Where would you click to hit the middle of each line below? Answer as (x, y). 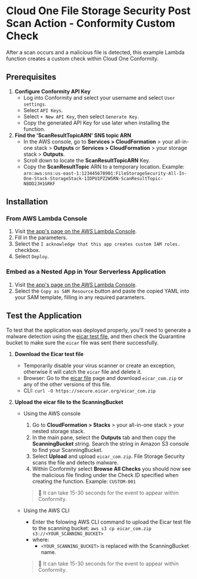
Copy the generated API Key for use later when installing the (96, 123)
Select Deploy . (32, 256)
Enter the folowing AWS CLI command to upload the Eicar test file (111, 522)
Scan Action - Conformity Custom (91, 23)
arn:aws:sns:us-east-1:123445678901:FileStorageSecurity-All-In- (105, 173)
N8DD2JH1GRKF (39, 184)
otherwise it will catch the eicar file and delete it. (83, 372)
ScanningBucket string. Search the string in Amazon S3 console (111, 443)
